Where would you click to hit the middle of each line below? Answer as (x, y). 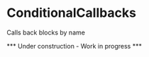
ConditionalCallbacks (71, 13)
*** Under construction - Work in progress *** (74, 46)
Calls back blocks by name (46, 32)
